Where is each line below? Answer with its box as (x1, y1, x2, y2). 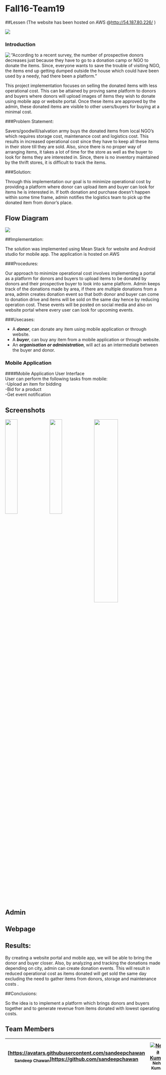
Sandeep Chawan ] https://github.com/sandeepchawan (14, 1055, 139, 1064)
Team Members (5, 1025, 54, 1034)
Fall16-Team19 (5, 3, 65, 14)
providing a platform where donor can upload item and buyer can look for (5, 184, 155, 190)
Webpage (5, 924, 36, 933)
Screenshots (5, 406, 45, 414)
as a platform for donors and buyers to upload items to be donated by (5, 276, 147, 281)
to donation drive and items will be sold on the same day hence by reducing (5, 297, 160, 303)
